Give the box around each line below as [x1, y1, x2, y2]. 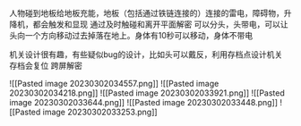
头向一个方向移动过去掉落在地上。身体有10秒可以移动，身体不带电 [9, 30, 254, 40]
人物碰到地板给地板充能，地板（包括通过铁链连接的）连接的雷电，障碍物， [9, 8, 284, 18]
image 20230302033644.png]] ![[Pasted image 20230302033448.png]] [9, 97, 279, 107]
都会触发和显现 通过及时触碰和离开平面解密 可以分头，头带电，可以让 [32, 19, 288, 29]
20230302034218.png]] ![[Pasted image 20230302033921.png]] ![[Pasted [9, 88, 285, 98]
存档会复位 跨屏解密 [9, 61, 82, 71]
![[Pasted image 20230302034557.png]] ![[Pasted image [9, 79, 219, 88]
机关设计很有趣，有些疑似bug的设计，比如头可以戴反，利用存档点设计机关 [9, 49, 283, 60]
